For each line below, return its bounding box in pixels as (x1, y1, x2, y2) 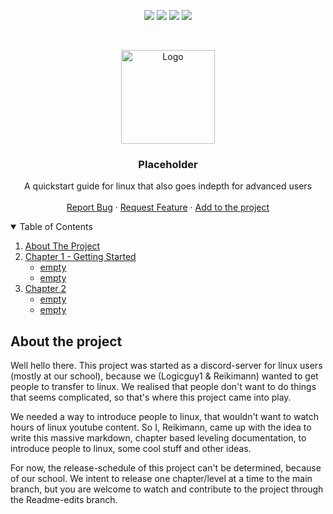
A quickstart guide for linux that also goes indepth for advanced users (23, 180, 313, 192)
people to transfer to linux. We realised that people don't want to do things (10, 381, 317, 393)
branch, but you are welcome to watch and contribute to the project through (10, 483, 324, 495)
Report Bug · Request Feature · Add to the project (66, 201, 270, 214)
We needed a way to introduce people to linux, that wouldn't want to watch (10, 411, 320, 423)
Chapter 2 (24, 283, 67, 295)
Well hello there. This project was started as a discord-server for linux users (10, 360, 323, 372)
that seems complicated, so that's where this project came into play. (10, 391, 292, 404)
